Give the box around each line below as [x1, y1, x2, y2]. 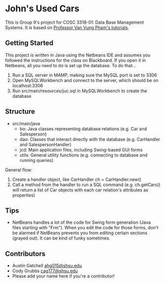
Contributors [5, 249, 46, 258]
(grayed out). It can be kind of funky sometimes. [12, 235, 110, 241]
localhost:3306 [12, 82, 43, 88]
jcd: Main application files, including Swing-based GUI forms [19, 147, 143, 153]
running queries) [19, 157, 54, 163]
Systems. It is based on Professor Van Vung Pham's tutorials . [5, 24, 130, 30]
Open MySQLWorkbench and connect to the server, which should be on [12, 77, 159, 83]
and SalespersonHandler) [19, 141, 72, 147]
